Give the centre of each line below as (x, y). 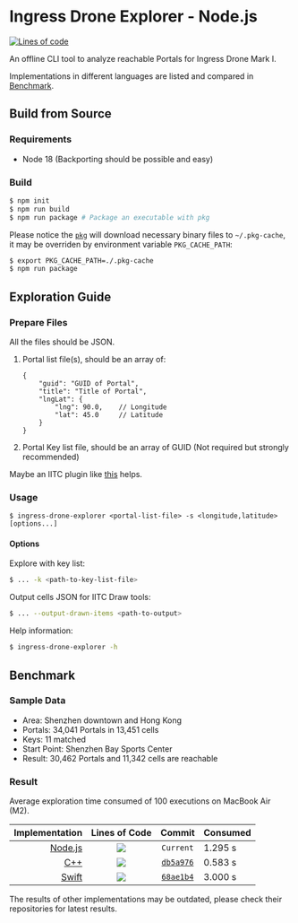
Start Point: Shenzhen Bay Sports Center (97, 749)
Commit (178, 833)
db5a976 (178, 862)
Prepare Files (38, 322)
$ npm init (30, 200)
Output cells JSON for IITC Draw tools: (80, 597)
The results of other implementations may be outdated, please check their (146, 900)
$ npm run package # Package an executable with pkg (110, 217)
